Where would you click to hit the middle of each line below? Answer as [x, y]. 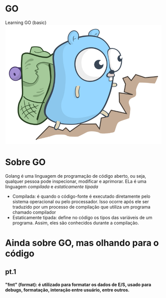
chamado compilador [34, 212]
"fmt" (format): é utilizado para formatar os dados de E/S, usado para [78, 285]
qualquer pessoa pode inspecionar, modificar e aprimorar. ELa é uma [76, 181]
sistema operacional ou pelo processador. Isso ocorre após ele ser [81, 201]
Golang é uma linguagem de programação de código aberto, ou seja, [76, 176]
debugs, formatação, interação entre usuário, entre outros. [67, 290]
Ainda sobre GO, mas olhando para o [82, 243]
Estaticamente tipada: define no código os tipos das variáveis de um [82, 217]
